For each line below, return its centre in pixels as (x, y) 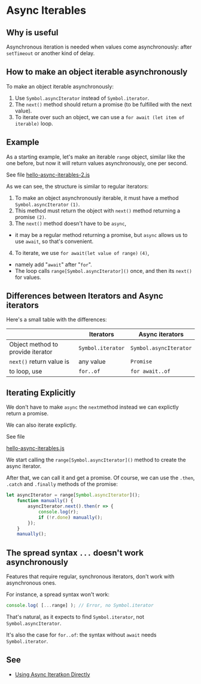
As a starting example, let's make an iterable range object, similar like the (96, 157)
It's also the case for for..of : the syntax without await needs (81, 634)
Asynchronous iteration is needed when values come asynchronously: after (99, 47)
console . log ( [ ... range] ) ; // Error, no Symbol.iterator (80, 606)
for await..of (150, 371)
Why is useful (32, 33)
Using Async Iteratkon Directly (52, 674)
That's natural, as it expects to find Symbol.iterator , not (75, 616)
